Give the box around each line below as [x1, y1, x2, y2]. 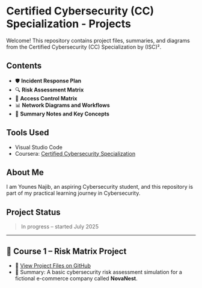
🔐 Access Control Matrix [14, 94, 78, 102]
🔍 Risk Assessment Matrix [14, 86, 84, 93]
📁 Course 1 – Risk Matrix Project [6, 246, 127, 256]
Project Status [6, 207, 61, 217]
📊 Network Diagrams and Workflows [14, 101, 110, 109]
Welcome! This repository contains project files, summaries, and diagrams [6, 37, 191, 44]
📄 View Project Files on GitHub [14, 262, 91, 269]
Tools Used [6, 127, 49, 138]
